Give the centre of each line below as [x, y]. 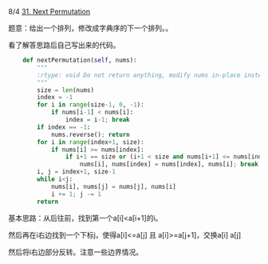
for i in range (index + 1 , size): [91, 142]
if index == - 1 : [64, 127]
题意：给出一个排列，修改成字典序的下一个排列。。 [91, 28]
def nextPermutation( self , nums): [80, 60]
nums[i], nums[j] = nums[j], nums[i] [114, 186]
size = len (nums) [65, 90]
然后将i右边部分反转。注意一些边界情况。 [76, 252]
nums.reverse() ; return [90, 134]
